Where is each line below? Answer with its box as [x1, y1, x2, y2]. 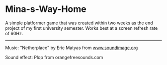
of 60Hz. [5, 30, 23, 36]
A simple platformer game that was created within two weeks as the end [5, 20, 153, 26]
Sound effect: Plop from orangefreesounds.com [5, 54, 103, 60]
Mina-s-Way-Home [5, 3, 86, 15]
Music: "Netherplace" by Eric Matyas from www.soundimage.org [5, 45, 138, 51]
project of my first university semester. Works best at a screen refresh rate [5, 25, 158, 31]
